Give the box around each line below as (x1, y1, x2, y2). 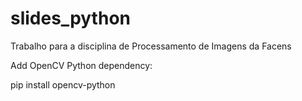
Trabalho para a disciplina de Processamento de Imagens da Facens (10, 40, 292, 52)
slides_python (10, 7, 131, 30)
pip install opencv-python (10, 78, 116, 91)
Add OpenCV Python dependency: (10, 59, 153, 71)
